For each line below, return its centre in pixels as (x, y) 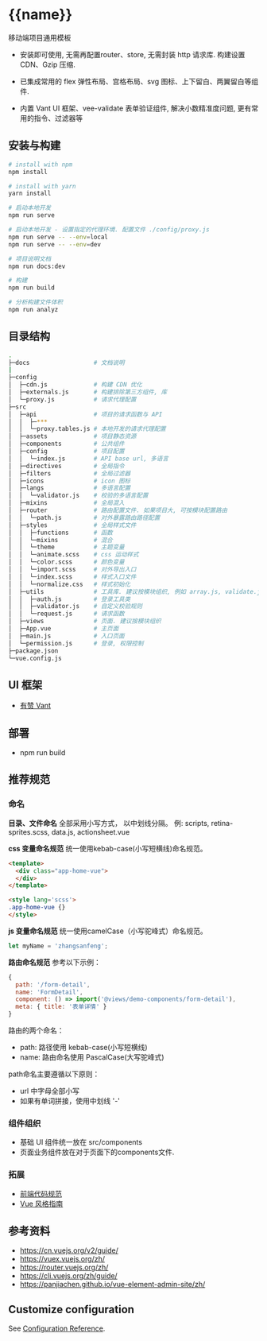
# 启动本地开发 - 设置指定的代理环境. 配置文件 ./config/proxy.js (109, 230)
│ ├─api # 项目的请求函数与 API (85, 414)
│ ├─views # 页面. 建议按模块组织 (85, 622)
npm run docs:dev (37, 266)
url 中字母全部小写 (49, 1091)
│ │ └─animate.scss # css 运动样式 (74, 555)
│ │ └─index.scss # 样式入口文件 (72, 577)
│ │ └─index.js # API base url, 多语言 (89, 459)
